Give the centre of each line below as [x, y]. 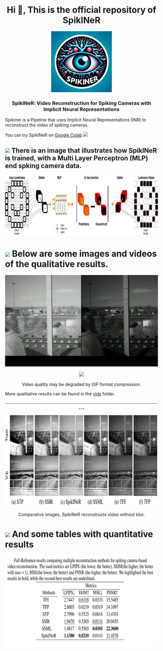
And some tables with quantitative [82, 534]
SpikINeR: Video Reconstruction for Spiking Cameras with [81, 103]
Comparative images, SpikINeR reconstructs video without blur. [81, 514]
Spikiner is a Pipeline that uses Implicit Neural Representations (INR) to [76, 120]
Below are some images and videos [84, 254]
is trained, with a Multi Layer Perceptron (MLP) [77, 158]
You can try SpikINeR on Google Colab [44, 135]
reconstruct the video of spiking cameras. [47, 125]
